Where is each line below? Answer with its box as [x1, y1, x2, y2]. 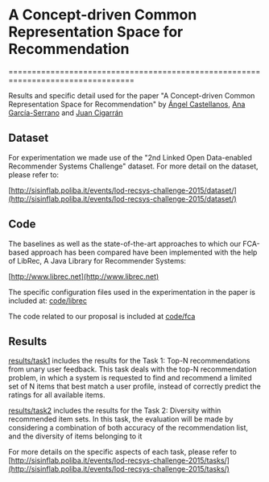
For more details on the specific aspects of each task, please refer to [8, 447, 238, 457]
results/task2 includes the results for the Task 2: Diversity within [8, 405, 221, 416]
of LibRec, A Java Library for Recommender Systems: [8, 256, 187, 265]
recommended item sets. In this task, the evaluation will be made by [8, 414, 234, 424]
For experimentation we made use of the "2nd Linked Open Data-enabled [8, 152, 252, 162]
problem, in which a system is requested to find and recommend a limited [8, 373, 252, 383]
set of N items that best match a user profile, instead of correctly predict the [8, 381, 262, 392]
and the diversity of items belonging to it [8, 431, 143, 441]
